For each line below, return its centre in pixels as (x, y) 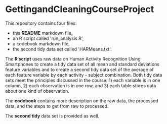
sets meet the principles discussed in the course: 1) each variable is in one (83, 80)
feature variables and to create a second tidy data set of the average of (80, 70)
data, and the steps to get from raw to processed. (57, 106)
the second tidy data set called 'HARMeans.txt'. (62, 49)
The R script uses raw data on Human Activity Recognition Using (73, 58)
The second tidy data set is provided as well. (52, 116)
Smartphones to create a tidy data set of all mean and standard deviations (82, 64)
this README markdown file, (43, 33)
